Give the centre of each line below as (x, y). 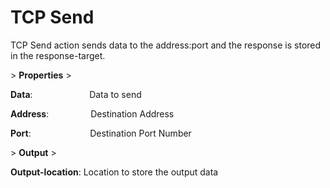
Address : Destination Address (92, 113)
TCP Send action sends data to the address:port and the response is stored (166, 45)
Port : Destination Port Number (101, 133)
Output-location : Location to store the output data (114, 172)
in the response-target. (58, 55)
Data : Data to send (76, 94)
